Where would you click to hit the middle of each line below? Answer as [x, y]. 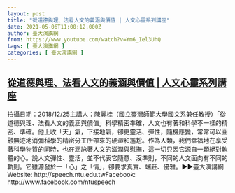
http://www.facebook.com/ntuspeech [61, 182]
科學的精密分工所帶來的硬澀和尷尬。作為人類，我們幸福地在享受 [136, 140]
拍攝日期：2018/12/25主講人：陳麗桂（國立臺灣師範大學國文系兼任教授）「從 [116, 114]
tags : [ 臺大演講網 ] [36, 46]
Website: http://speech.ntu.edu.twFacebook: [72, 174]
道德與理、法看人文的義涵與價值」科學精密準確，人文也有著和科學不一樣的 [114, 122]
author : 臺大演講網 [33, 33]
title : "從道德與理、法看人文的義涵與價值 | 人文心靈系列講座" [88, 20]
